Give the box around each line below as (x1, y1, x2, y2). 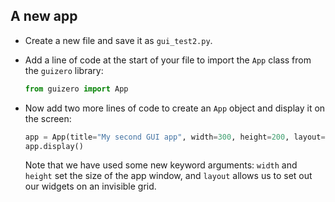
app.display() (24, 141, 84, 151)
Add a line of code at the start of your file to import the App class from (24, 54, 312, 66)
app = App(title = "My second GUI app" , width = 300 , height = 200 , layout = (24, 132, 326, 142)
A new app (10, 8, 78, 25)
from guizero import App (24, 84, 129, 94)
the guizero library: (24, 64, 104, 76)
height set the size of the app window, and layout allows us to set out (24, 170, 313, 182)
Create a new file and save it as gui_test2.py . (24, 34, 213, 46)
